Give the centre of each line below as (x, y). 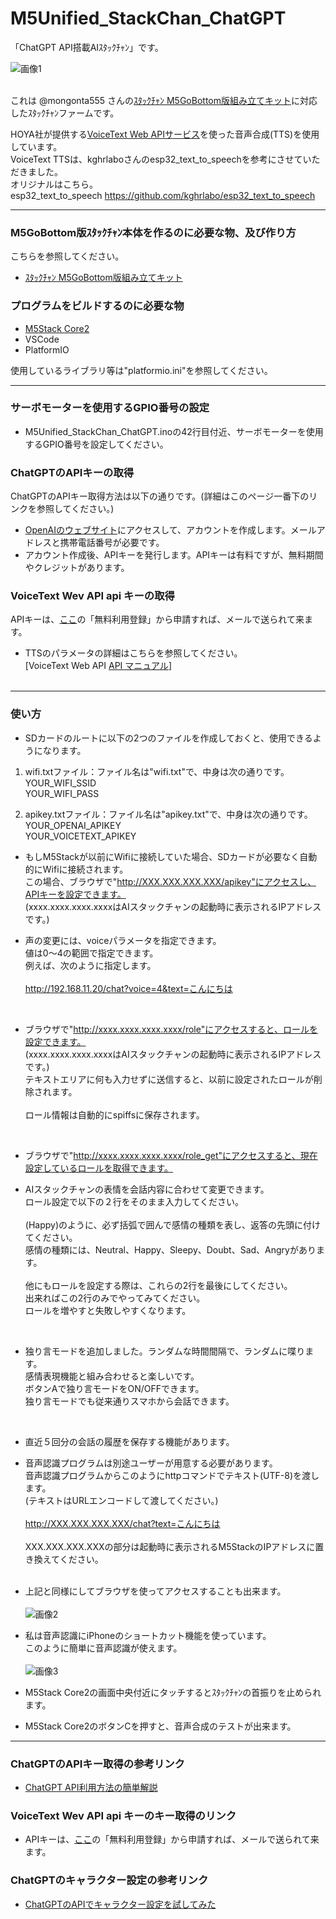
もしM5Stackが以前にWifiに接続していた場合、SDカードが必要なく (162, 856)
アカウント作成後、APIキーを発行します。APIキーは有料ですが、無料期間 (174, 555)
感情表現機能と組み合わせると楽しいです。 (112, 1376)
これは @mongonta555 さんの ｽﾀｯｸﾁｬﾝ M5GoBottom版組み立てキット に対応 (164, 100)
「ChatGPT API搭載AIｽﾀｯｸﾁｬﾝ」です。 (87, 47)
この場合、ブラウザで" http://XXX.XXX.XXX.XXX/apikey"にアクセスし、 (170, 881)
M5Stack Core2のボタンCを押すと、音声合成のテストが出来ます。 (160, 1726)
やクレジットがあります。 (77, 568)
